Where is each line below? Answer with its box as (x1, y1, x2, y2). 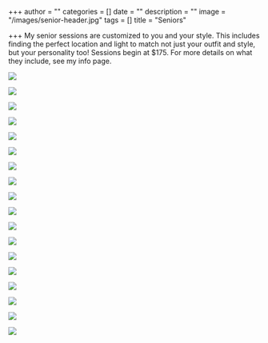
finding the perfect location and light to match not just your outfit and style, (8, 39, 256, 49)
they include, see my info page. (8, 56, 112, 66)
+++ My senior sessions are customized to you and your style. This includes (8, 31, 260, 40)
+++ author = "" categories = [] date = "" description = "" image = (8, 7, 226, 16)
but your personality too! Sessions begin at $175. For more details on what (8, 48, 253, 57)
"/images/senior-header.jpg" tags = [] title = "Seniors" (8, 15, 186, 25)
